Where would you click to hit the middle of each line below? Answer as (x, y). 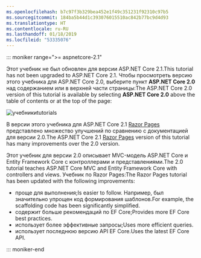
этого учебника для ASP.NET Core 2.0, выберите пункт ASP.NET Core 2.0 (101, 82)
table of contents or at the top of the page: (59, 101)
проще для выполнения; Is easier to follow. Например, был (89, 193)
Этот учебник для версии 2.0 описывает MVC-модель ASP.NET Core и (97, 155)
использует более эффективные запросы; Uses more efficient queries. (104, 225)
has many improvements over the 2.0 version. (63, 144)
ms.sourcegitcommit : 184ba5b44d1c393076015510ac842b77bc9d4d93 (88, 18)
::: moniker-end (25, 249)
